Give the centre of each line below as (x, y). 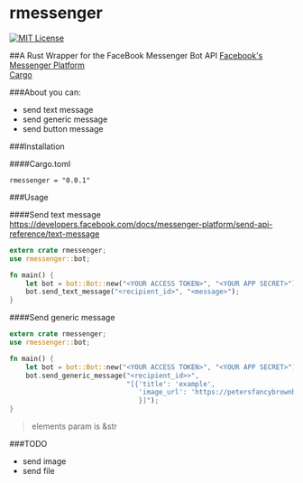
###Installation (37, 146)
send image (44, 461)
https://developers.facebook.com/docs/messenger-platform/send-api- (141, 224)
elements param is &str (74, 426)
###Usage (29, 197)
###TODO (28, 444)
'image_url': (163, 392)
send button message (63, 128)
